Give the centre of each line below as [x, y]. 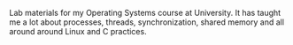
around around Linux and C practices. [78, 31]
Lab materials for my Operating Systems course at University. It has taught [145, 13]
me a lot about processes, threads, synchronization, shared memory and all [147, 22]
